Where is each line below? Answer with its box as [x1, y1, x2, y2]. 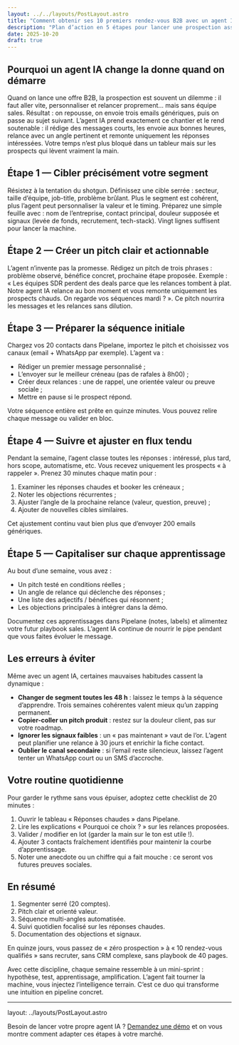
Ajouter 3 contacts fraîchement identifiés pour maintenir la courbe [17, 837, 212, 846]
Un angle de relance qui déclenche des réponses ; [17, 588, 166, 596]
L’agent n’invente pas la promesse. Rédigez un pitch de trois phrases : [7, 263, 213, 272]
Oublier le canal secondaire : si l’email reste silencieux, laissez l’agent [17, 746, 223, 755]
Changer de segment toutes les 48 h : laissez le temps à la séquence [17, 693, 223, 701]
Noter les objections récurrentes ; [17, 490, 117, 499]
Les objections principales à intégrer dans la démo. [17, 603, 168, 611]
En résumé [7, 881, 55, 893]
